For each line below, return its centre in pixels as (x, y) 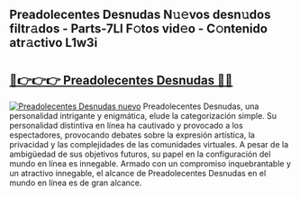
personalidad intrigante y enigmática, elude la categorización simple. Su (143, 116)
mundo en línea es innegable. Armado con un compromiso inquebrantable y (150, 164)
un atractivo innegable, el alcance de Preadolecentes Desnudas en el (138, 173)
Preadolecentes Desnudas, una (201, 106)
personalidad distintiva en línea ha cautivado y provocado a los (126, 125)
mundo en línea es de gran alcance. (76, 183)
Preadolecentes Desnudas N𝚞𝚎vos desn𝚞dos (140, 15)
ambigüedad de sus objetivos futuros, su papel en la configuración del (140, 154)
